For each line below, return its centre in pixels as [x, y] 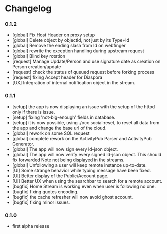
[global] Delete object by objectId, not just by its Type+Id [71, 40]
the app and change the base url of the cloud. [59, 128]
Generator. [23, 144]
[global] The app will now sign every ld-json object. [65, 149]
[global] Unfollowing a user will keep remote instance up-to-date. [80, 165]
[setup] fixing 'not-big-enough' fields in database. [64, 117]
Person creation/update [37, 67]
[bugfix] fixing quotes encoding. [45, 192]
